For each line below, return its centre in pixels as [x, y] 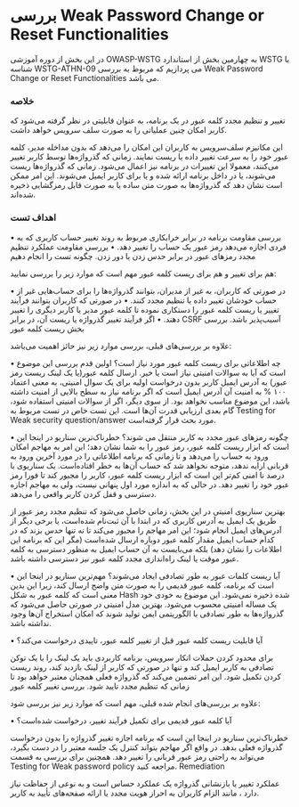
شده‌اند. [23, 195]
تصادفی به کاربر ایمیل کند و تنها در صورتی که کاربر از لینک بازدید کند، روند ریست [142, 667]
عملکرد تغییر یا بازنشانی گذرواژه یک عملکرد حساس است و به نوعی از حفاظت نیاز [145, 783]
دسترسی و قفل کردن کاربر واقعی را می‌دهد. [83, 493]
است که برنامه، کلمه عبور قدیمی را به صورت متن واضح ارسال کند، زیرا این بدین [142, 585]
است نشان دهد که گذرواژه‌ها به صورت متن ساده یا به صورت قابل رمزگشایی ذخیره [146, 185]
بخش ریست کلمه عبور [47, 328]
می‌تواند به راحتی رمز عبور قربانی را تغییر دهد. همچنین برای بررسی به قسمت [137, 756]
